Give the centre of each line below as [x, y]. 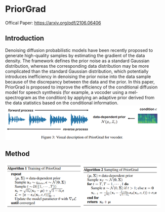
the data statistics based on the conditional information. [62, 103]
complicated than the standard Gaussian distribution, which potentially [77, 71]
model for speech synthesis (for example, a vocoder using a [66, 92]
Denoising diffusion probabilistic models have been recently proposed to [79, 50]
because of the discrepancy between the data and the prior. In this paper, [80, 82]
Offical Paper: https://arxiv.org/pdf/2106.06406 [53, 23]
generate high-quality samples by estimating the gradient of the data [75, 55]
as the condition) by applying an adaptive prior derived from [93, 97]
